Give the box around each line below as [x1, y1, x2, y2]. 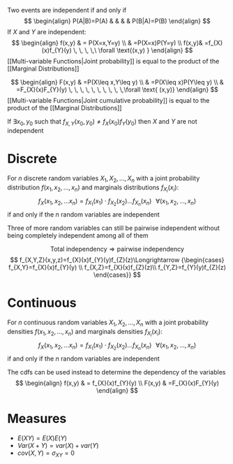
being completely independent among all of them [7, 231, 149, 240]
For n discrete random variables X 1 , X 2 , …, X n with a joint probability [7, 174, 200, 184]
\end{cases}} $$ [93, 270, 142, 279]
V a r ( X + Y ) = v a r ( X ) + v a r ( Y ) [17, 441, 99, 449]
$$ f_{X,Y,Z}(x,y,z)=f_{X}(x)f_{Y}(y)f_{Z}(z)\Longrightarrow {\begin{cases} [10, 255, 225, 264]
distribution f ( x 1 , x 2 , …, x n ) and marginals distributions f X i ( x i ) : [7, 183, 179, 194]
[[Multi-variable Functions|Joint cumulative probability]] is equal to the [7, 96, 210, 104]
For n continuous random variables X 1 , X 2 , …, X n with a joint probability [7, 318, 209, 328]
